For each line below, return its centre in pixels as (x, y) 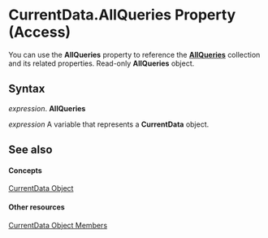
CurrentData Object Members (58, 225)
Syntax (27, 89)
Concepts (25, 170)
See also (30, 150)
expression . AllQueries (47, 108)
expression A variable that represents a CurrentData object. (109, 124)
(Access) (40, 32)
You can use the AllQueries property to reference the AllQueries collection (134, 54)
